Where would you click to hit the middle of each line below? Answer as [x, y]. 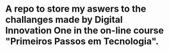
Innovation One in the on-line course [84, 31]
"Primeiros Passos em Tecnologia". [82, 42]
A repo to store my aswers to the [76, 9]
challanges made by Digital [64, 20]
